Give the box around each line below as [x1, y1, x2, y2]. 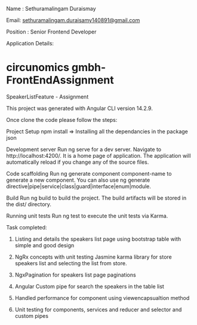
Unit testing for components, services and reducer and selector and [14, 306, 182, 313]
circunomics [6, 61, 70, 74]
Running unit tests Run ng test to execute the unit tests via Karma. [6, 212, 168, 219]
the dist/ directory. [6, 200, 52, 208]
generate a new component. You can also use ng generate [6, 176, 150, 183]
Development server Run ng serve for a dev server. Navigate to [6, 146, 162, 153]
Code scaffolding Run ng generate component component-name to [6, 170, 172, 177]
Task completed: [6, 223, 47, 231]
